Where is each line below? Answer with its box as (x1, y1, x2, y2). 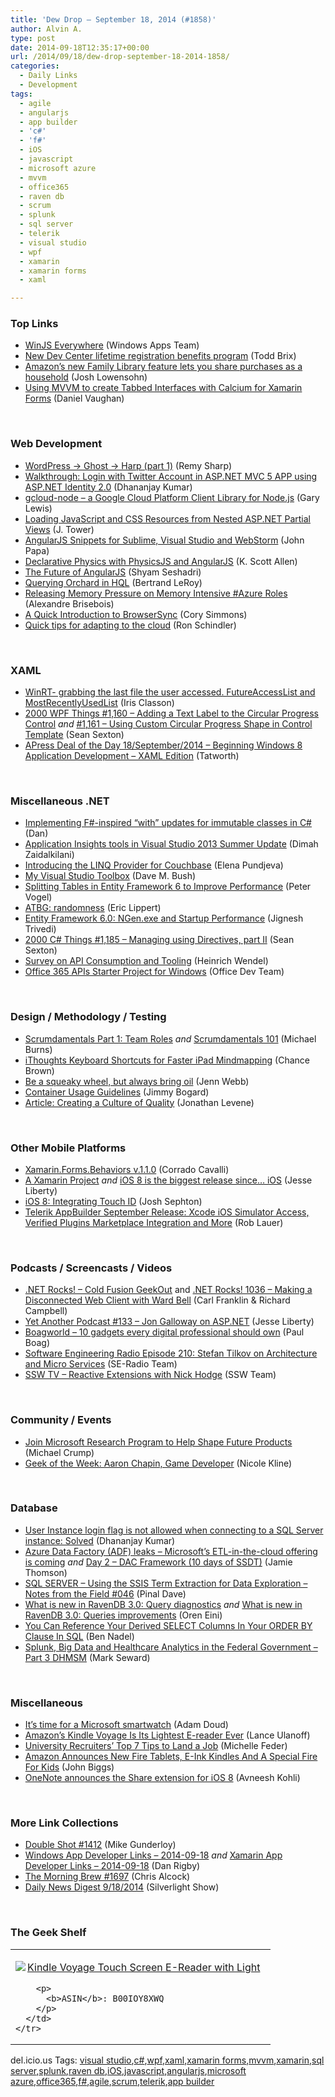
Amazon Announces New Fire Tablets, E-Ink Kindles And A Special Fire (24, 1751, 318, 1763)
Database (10, 1501, 58, 1515)
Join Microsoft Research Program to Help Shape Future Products (24, 1436, 293, 1448)
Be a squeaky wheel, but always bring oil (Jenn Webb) (24, 1075, 250, 1087)
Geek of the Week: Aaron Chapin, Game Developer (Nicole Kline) (24, 1457, 293, 1469)
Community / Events (10, 1413, 112, 1427)
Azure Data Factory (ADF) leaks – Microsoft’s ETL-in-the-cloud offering (24, 1545, 318, 1557)
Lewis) (24, 502, 53, 514)
